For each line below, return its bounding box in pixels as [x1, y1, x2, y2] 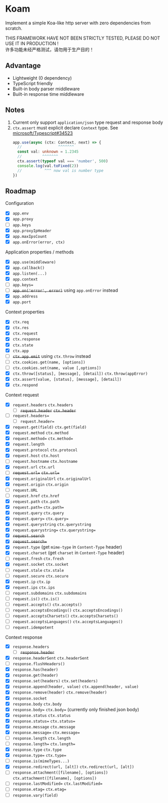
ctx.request [12, 331, 38, 336]
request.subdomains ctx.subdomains [12, 591, 87, 596]
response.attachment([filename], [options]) [12, 770, 108, 776]
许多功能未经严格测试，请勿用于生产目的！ [5, 46, 94, 52]
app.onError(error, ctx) [12, 239, 65, 245]
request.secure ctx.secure [12, 573, 69, 578]
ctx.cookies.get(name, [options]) [12, 359, 86, 365]
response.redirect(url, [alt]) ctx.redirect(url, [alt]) [12, 764, 135, 770]
